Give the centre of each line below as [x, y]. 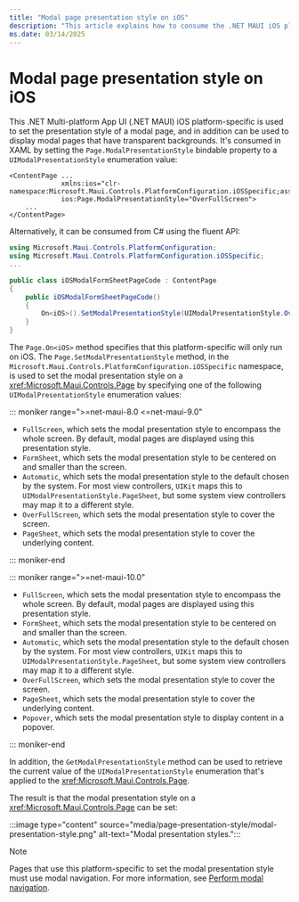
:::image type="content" [53, 824]
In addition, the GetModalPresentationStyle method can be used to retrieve [146, 762]
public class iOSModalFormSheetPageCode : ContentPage [113, 280]
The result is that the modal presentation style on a [102, 798]
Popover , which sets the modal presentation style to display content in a [153, 717]
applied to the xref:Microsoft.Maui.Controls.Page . [99, 781]
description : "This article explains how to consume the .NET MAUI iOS [145, 26]
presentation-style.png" [53, 834]
